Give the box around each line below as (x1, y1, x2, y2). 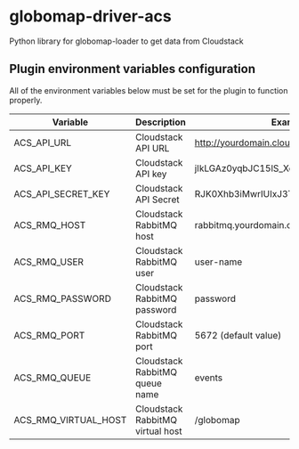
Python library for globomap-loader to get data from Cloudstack (9, 36, 245, 46)
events (194, 371, 223, 384)
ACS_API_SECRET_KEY (13, 187, 110, 200)
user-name (194, 256, 243, 268)
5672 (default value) (194, 329, 282, 341)
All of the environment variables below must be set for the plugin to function (9, 85, 288, 95)
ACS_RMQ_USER (13, 256, 85, 268)
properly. (9, 94, 43, 105)
